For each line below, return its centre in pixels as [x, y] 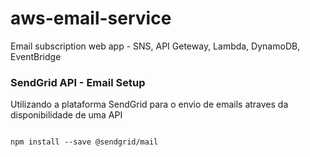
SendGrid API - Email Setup [78, 82]
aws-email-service [91, 18]
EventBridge [36, 56]
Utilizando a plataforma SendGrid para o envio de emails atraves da [149, 104]
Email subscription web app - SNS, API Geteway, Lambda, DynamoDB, [155, 46]
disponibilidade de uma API [66, 115]
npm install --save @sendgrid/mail [84, 142]
